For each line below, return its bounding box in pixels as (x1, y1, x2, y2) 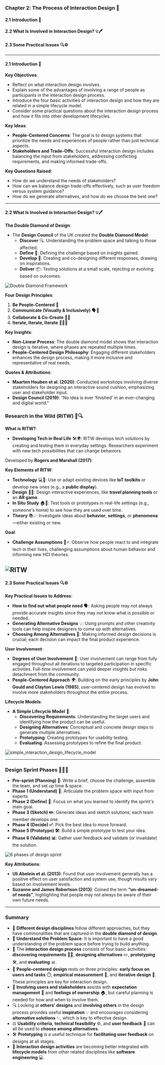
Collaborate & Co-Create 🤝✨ (12, 314, 71, 320)
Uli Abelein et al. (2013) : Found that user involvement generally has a (12, 870, 153, 876)
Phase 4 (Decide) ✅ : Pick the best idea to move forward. (12, 821, 128, 827)
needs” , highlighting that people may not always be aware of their (18, 892, 152, 898)
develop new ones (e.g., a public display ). (12, 484, 98, 490)
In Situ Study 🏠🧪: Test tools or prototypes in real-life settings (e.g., (12, 500, 149, 506)
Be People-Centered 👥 (12, 301, 59, 308)
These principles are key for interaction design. (12, 979, 108, 985)
